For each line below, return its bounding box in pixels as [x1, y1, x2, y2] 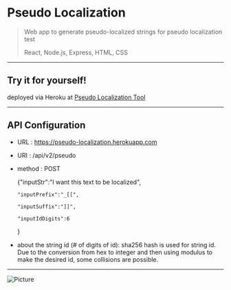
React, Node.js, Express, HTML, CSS [23, 48, 129, 56]
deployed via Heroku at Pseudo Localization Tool [7, 93, 146, 101]
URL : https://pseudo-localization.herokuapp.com [16, 138, 157, 146]
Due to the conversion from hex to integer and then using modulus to [16, 248, 213, 256]
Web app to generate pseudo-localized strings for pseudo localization [23, 28, 223, 36]
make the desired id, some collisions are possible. [16, 255, 159, 263]
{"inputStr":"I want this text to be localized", [16, 178, 142, 186]
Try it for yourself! [7, 74, 87, 87]
